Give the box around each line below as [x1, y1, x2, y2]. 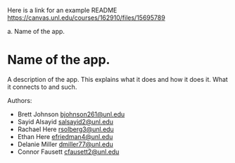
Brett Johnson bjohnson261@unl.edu [17, 109, 125, 119]
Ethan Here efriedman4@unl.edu [17, 132, 113, 140]
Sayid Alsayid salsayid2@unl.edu [17, 117, 114, 126]
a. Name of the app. [7, 28, 65, 35]
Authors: [7, 96, 32, 104]
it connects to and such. [7, 83, 77, 91]
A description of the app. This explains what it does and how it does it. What [7, 75, 229, 83]
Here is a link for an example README [7, 6, 118, 14]
